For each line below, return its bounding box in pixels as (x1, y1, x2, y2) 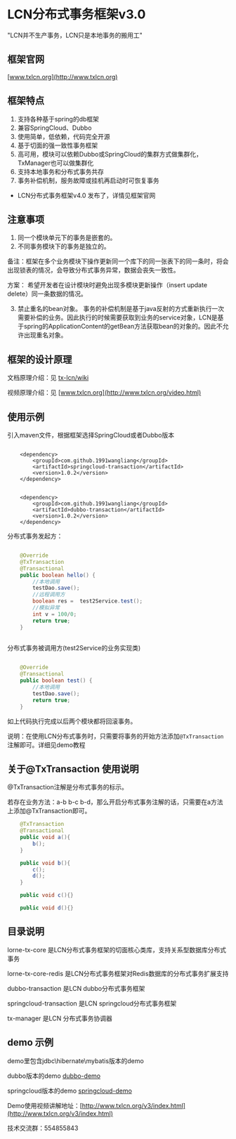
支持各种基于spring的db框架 (17, 114, 100, 123)
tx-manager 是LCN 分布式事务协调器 (7, 1014, 112, 1022)
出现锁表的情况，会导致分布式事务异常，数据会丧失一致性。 (7, 266, 180, 275)
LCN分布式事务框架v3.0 (7, 6, 146, 22)
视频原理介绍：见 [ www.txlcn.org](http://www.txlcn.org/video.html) (7, 388, 202, 397)
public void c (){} (20, 892, 74, 899)
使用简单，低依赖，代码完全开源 (17, 132, 110, 140)
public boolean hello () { (20, 572, 96, 579)
